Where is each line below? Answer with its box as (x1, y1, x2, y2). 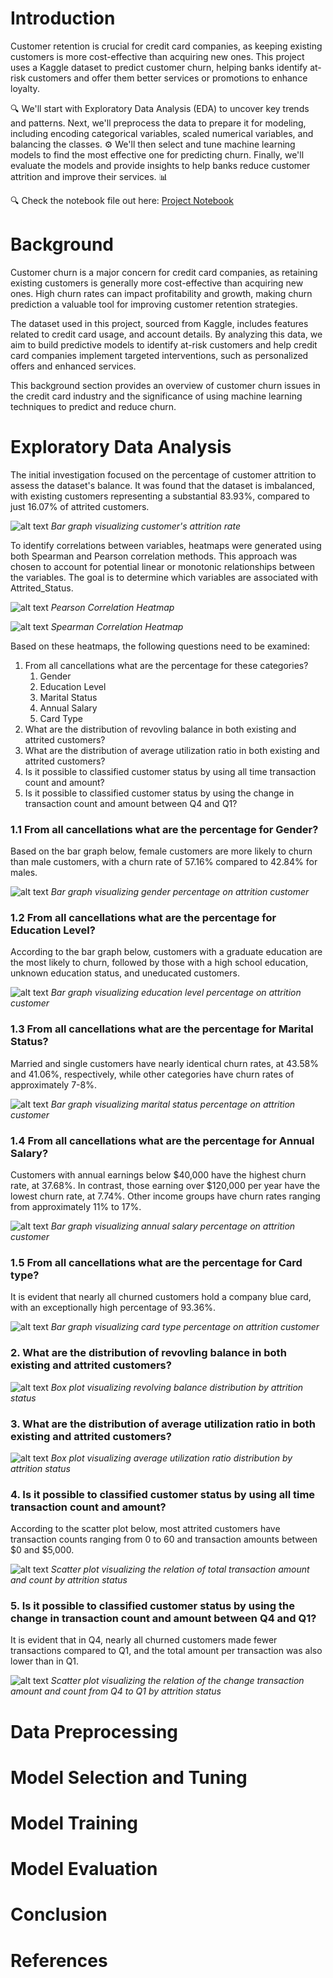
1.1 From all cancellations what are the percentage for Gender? (10, 822, 319, 836)
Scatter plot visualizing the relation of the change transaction (50, 1675, 305, 1687)
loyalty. (10, 82, 40, 94)
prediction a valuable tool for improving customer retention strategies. (10, 298, 298, 310)
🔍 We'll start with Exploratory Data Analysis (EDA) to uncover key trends (10, 102, 310, 114)
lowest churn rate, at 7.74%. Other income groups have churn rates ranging (10, 1190, 321, 1202)
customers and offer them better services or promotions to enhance (27, 72, 308, 84)
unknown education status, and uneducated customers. (10, 967, 240, 979)
